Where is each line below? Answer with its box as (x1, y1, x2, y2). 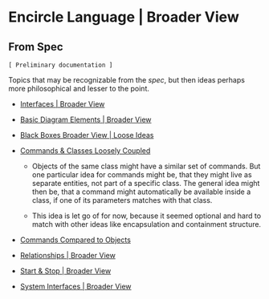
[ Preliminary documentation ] (8, 61, 113, 69)
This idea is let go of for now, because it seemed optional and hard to (31, 211, 262, 220)
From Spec (8, 40, 63, 54)
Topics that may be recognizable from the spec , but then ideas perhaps (8, 75, 245, 84)
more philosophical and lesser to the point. (8, 84, 150, 93)
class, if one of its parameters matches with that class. (31, 196, 213, 204)
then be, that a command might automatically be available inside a (31, 187, 251, 196)
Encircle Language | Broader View (8, 8, 239, 26)
